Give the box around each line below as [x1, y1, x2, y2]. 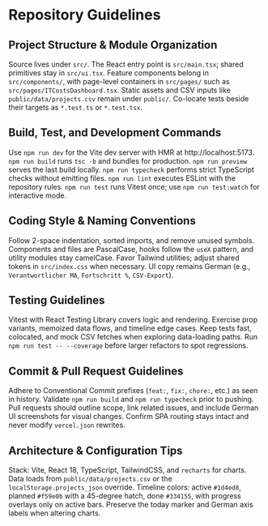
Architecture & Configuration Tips [8, 443, 184, 457]
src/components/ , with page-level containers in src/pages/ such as [8, 77, 230, 86]
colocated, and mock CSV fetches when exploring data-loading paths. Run [8, 332, 258, 342]
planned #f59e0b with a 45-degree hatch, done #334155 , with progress [8, 491, 241, 501]
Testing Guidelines [8, 293, 105, 307]
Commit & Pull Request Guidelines [8, 364, 184, 378]
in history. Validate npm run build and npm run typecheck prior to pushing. [8, 395, 254, 404]
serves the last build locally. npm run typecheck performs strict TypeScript [8, 165, 255, 174]
